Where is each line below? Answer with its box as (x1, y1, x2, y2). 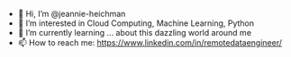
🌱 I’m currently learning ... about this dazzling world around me (17, 28, 252, 37)
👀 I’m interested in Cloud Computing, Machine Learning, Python (17, 18, 255, 28)
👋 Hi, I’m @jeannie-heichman (17, 9, 126, 19)
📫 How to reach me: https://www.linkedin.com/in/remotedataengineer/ (17, 37, 282, 48)
